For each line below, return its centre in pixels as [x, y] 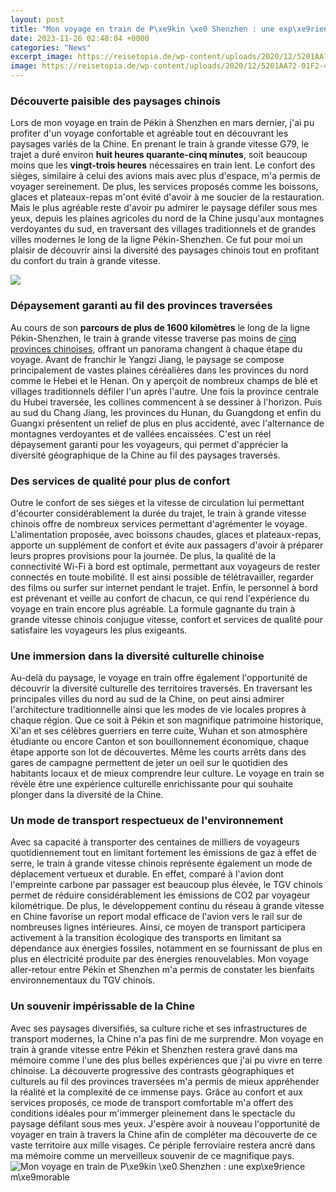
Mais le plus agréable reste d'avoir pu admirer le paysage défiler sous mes [164, 208]
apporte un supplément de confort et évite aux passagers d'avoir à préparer [167, 545]
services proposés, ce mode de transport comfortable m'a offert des [152, 1102]
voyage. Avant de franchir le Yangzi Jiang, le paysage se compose [147, 359]
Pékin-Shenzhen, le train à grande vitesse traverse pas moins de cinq [153, 338]
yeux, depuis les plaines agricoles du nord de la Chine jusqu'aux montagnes [167, 218]
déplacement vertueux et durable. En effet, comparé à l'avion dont [147, 874]
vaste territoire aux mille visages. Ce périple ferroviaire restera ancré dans [163, 1145]
